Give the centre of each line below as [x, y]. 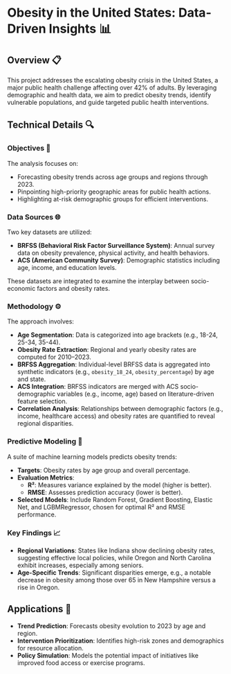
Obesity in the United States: [92, 13]
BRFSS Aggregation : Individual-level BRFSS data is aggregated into [114, 364]
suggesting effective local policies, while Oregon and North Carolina [114, 557]
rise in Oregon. [38, 587]
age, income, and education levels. [67, 267]
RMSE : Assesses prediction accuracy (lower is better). [105, 492]
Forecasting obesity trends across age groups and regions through [112, 177]
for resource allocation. [50, 648]
